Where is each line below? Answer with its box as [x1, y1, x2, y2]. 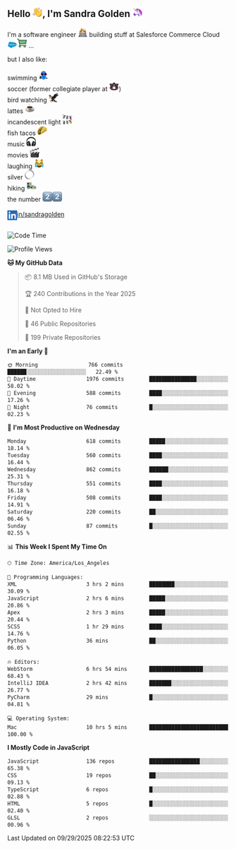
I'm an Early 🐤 [7, 347, 49, 355]
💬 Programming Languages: [7, 574, 83, 581]
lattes [7, 107, 23, 115]
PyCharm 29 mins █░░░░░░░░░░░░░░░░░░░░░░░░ [7, 694, 229, 701]
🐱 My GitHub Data [7, 259, 63, 267]
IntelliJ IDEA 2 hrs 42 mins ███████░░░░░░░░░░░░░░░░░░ [7, 679, 229, 687]
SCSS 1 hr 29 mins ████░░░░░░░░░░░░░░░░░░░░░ [7, 623, 229, 630]
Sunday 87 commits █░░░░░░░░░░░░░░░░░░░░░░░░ [7, 522, 229, 530]
